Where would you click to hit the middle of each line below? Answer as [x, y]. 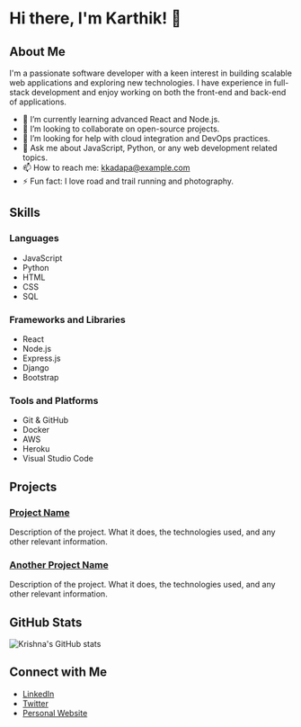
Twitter [35, 703]
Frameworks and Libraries [67, 319]
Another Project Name [59, 564]
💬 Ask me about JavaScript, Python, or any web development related [150, 148]
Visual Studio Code [58, 459]
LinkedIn [38, 694]
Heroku [36, 449]
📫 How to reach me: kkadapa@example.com [106, 167]
